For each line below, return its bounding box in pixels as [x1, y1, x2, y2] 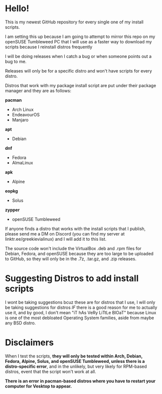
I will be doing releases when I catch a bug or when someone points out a [5, 53, 152, 59]
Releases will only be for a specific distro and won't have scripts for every [5, 68, 152, 73]
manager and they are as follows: [5, 88, 72, 93]
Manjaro [12, 117, 29, 123]
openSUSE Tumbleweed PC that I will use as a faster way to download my [5, 38, 152, 44]
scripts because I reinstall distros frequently [5, 44, 93, 50]
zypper [5, 207, 20, 213]
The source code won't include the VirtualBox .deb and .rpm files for [5, 245, 142, 251]
